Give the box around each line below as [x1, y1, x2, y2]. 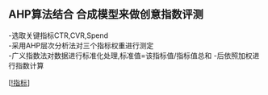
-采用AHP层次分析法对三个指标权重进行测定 [8, 40, 154, 50]
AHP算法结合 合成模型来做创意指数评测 [8, 7, 203, 22]
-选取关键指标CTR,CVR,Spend [8, 31, 109, 40]
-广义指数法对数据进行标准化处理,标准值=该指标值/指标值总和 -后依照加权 [8, 51, 253, 60]
